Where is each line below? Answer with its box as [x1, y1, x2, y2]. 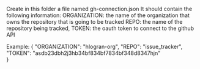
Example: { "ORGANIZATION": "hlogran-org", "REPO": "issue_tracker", [6, 43, 183, 50]
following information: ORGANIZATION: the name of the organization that [6, 12, 190, 19]
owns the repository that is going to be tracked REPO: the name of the [6, 18, 183, 25]
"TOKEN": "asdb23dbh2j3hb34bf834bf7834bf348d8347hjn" [6, 49, 161, 57]
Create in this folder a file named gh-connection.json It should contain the [6, 5, 193, 12]
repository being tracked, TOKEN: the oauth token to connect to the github [6, 24, 194, 32]
